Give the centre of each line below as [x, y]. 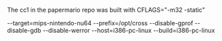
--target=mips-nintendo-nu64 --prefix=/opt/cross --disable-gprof [100, 23]
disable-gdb [24, 30]
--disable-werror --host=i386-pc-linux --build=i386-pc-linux [129, 30]
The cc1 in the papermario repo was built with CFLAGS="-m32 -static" [106, 10]
